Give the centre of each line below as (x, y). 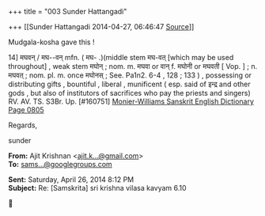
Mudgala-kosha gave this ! (51, 42)
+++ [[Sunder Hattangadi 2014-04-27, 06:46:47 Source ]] (101, 27)
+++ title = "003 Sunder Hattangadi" (68, 11)
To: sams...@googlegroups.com (60, 164)
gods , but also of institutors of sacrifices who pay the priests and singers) (129, 93)
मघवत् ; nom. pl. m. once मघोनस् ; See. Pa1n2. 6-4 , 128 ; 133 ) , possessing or (130, 75)
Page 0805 (26, 110)
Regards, (23, 125)
